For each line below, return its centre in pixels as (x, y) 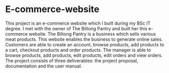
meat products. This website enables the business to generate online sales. (84, 39)
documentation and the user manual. (44, 66)
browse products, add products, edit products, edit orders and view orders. (84, 55)
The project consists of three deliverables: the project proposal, (72, 60)
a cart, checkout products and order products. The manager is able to (78, 50)
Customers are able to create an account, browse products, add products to (85, 44)
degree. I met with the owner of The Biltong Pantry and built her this (76, 28)
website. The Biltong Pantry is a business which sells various (92, 34)
